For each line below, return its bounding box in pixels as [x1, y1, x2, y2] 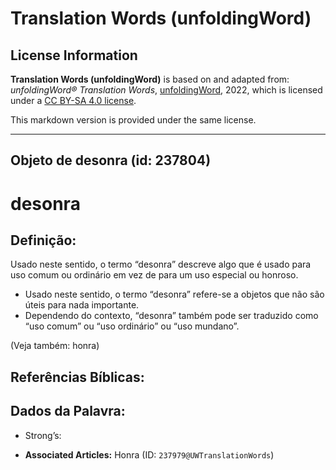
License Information [10, 47, 138, 64]
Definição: [10, 232, 77, 249]
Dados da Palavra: [10, 403, 126, 420]
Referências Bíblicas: [10, 368, 145, 386]
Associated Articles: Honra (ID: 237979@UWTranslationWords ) [24, 448, 275, 461]
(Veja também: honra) [10, 340, 100, 352]
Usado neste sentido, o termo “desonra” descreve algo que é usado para [10, 258, 312, 271]
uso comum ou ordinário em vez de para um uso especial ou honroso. [10, 269, 299, 281]
